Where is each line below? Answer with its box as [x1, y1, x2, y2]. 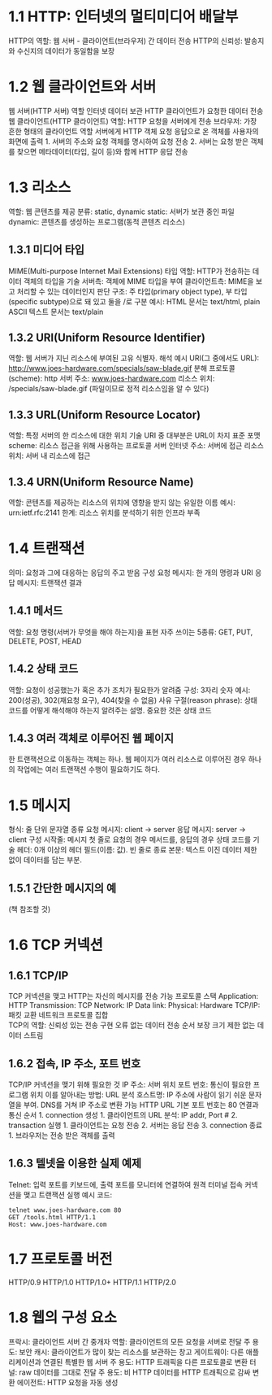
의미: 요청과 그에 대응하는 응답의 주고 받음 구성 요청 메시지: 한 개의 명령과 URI [8, 568, 253, 578]
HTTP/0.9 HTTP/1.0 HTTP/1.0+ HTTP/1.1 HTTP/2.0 [8, 1277, 177, 1287]
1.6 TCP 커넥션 [8, 936, 103, 954]
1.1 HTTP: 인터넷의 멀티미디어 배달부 [8, 7, 239, 26]
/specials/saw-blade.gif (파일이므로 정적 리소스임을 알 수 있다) [8, 384, 209, 394]
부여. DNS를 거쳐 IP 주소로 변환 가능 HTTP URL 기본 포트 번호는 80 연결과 [23, 1100, 259, 1109]
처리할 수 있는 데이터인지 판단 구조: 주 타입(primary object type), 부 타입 [16, 286, 248, 296]
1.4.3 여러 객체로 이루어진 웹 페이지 [8, 731, 175, 745]
